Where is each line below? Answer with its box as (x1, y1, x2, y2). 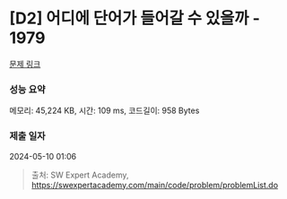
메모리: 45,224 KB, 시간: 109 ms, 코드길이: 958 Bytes (9, 105, 200, 117)
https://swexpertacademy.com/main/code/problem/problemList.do (30, 179, 279, 190)
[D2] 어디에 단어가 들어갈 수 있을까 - (9, 8, 260, 29)
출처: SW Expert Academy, (30, 169, 129, 180)
